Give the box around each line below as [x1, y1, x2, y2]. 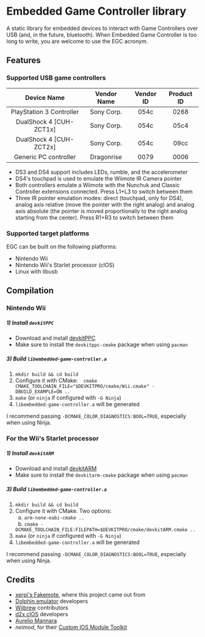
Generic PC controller [14, 152, 76, 161]
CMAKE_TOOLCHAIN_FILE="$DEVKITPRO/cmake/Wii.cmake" [15, 384, 149, 390]
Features [6, 55, 41, 65]
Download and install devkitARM [15, 465, 97, 472]
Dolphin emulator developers [15, 597, 88, 605]
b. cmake [18, 520, 38, 527]
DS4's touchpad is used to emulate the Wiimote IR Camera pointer [15, 174, 182, 182]
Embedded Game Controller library [6, 4, 187, 18]
